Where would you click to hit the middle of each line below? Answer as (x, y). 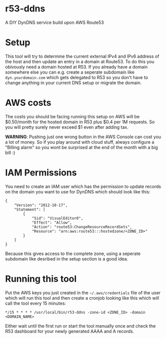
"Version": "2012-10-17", (41, 205)
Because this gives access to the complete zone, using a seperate (73, 254)
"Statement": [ (30, 209)
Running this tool (41, 279)
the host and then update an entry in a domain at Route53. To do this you (80, 61)
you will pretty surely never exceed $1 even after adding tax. (67, 127)
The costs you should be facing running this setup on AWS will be (73, 116)
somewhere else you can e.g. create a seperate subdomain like (70, 72)
